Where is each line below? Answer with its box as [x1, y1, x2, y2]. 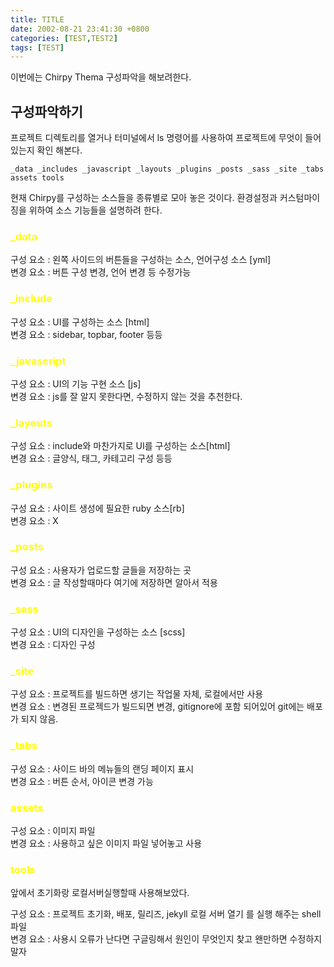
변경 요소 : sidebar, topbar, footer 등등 [10, 328, 163, 340]
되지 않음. [20, 713, 59, 725]
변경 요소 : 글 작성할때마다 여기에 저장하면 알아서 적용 [10, 576, 218, 588]
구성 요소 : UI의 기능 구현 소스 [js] [10, 377, 142, 390]
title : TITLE [10, 14, 65, 25]
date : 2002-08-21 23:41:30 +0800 [10, 24, 150, 34]
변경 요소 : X [10, 514, 59, 526]
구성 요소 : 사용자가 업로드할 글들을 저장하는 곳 [10, 564, 192, 576]
